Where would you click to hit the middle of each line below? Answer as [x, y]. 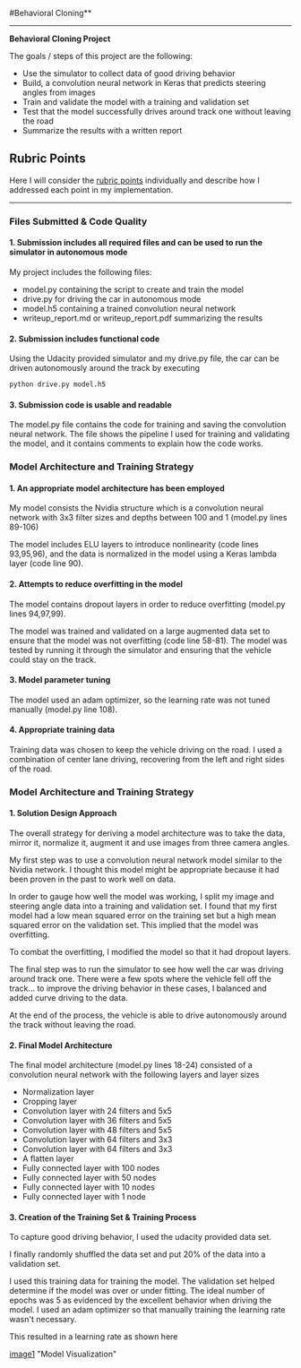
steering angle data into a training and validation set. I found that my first [143, 906]
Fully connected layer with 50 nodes [89, 1178]
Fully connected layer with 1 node [84, 1197]
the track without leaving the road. [73, 1025]
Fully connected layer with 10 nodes [88, 1187]
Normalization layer [58, 1092]
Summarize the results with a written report [102, 130]
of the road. [31, 769]
